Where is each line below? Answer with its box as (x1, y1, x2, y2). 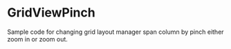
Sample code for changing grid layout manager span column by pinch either (7, 28, 224, 36)
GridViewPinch (7, 5, 95, 21)
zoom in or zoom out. (7, 35, 68, 43)
